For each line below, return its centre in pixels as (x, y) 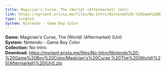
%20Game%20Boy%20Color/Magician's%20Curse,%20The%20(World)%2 (83, 58)
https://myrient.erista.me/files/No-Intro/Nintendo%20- (84, 53)
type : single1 (20, 19)
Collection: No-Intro (26, 47)
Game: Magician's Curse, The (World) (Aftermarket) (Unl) (64, 37)
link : (11, 14)
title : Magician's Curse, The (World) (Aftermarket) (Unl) (67, 10)
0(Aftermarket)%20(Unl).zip (34, 63)
